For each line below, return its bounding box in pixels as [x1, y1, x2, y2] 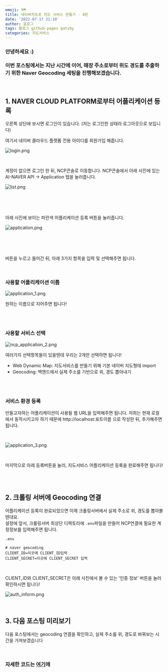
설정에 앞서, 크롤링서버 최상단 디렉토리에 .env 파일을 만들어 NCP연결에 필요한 [5, 520, 156, 526]
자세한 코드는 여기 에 [5, 660, 51, 667]
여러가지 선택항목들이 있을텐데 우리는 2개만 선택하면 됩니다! [5, 352, 122, 358]
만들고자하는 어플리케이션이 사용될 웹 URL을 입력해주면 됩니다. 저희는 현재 [5, 410, 150, 416]
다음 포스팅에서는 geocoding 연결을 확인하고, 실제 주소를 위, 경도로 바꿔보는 [5, 631, 154, 637]
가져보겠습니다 [14, 637, 43, 643]
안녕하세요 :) [5, 48, 34, 55]
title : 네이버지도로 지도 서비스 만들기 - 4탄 [5, 12, 89, 17]
